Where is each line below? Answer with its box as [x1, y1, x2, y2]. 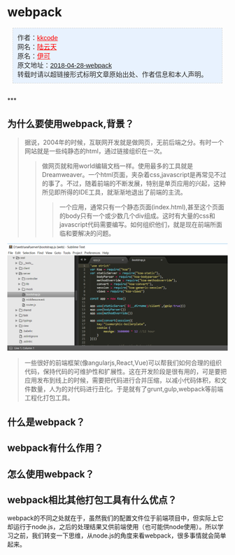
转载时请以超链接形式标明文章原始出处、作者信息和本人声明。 [17, 70, 208, 78]
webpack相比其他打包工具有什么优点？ [7, 494, 177, 506]
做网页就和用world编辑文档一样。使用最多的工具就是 [41, 162, 194, 170]
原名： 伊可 [17, 52, 51, 60]
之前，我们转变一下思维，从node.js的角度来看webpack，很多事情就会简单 [13, 531, 227, 540]
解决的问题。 [78, 229, 115, 237]
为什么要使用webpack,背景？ [7, 118, 134, 130]
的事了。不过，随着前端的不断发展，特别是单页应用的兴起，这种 [41, 179, 226, 188]
